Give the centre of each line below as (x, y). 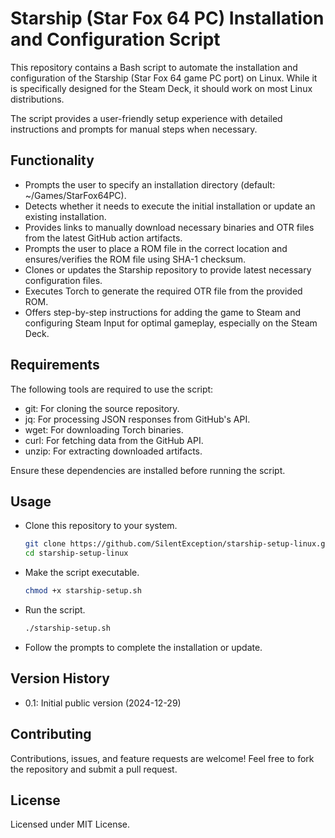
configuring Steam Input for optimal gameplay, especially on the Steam (171, 323)
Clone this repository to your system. (101, 526)
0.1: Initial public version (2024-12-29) (103, 703)
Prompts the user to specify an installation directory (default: (150, 184)
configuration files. (63, 280)
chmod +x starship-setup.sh (83, 591)
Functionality (52, 160)
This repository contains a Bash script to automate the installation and (154, 67)
